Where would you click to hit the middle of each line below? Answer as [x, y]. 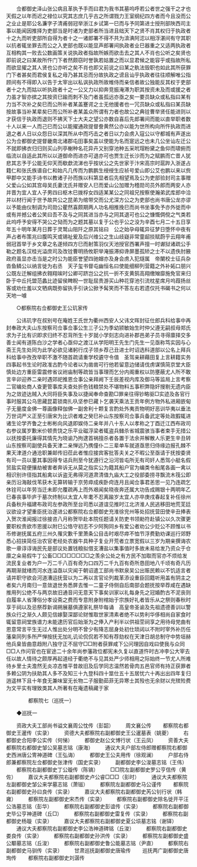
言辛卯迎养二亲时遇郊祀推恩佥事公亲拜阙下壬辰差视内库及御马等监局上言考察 [98, 379]
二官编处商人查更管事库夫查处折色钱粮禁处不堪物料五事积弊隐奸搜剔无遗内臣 [98, 386]
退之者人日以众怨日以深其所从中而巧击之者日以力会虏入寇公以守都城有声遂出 [98, 134]
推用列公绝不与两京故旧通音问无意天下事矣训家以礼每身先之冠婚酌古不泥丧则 [98, 592]
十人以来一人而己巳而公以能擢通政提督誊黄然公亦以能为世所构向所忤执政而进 [98, 126]
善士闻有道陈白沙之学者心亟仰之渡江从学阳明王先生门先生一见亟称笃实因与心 [98, 342]
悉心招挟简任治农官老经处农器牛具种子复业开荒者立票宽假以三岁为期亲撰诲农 [98, 541]
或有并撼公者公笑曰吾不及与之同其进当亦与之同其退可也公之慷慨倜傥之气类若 [98, 214]
